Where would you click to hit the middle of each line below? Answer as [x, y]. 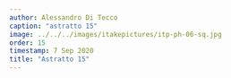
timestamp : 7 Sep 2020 [51, 51]
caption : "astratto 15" [54, 26]
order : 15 [28, 43]
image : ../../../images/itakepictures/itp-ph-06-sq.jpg [115, 34]
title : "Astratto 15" [50, 59]
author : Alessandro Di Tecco [64, 17]
